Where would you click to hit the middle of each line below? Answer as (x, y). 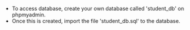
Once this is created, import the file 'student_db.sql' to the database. (96, 21)
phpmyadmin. (29, 15)
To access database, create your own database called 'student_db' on (98, 9)
